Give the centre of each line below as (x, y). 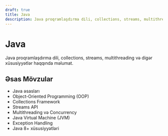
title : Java (17, 15)
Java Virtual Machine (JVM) (41, 118)
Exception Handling (32, 123)
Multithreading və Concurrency (44, 112)
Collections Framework (36, 102)
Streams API (25, 107)
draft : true (17, 10)
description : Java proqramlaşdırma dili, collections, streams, (73, 19)
